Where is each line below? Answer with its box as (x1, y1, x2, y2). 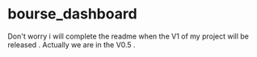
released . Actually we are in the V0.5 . (7, 39, 136, 49)
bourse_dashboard (7, 5, 138, 23)
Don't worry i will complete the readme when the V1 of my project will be (7, 31, 250, 41)
